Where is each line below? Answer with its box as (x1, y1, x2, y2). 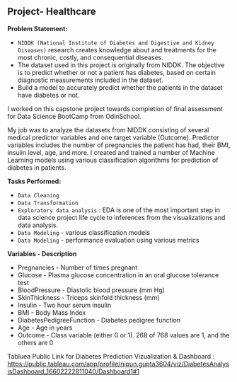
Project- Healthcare (7, 6, 96, 18)
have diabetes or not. (17, 91, 80, 99)
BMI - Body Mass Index (17, 308, 86, 317)
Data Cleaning (17, 192, 59, 199)
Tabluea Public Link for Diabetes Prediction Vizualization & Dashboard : (7, 352, 214, 360)
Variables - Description (7, 249, 77, 257)
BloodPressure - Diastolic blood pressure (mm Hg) (17, 286, 165, 294)
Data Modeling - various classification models (17, 228, 151, 236)
